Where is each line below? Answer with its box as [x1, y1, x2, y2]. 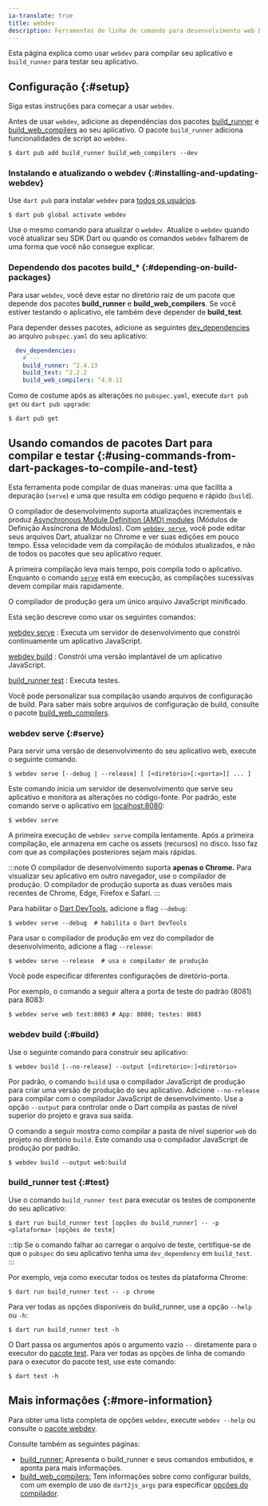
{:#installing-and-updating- [147, 168, 258, 179]
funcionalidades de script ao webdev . [8, 133, 128, 144]
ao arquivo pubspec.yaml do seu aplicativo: [8, 331, 148, 340]
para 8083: [8, 995, 45, 1005]
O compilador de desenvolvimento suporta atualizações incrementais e [8, 506, 242, 516]
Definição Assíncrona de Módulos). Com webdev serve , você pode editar [8, 523, 246, 533]
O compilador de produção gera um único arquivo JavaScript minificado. [8, 596, 248, 606]
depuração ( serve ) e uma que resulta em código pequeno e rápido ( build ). [8, 490, 254, 500]
